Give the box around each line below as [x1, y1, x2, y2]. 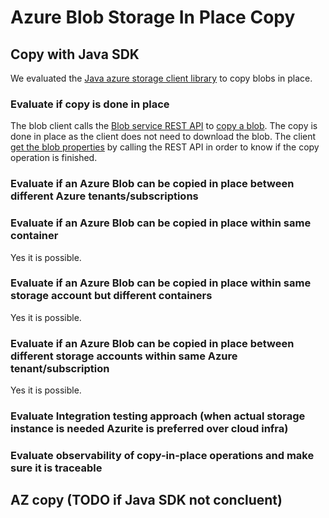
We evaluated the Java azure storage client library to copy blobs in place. [10, 72, 313, 84]
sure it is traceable [10, 461, 103, 475]
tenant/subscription [10, 361, 110, 375]
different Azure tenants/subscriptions [10, 189, 199, 203]
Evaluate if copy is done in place [10, 97, 170, 111]
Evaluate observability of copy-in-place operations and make [10, 448, 315, 462]
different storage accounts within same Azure [10, 349, 238, 363]
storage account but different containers [10, 289, 213, 303]
